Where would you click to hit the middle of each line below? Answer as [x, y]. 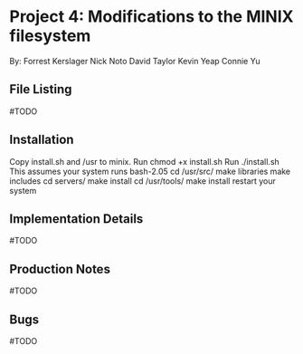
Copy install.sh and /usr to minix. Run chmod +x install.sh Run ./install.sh [145, 161]
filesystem [50, 36]
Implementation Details [76, 219]
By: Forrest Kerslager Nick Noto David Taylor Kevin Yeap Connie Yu [135, 61]
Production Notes [60, 269]
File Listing [41, 89]
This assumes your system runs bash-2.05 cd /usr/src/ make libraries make [150, 171]
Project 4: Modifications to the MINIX [151, 17]
